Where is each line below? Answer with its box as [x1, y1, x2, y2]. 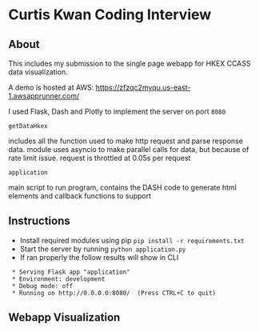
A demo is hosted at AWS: [8, 82, 94, 92]
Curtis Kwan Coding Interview [8, 6, 212, 24]
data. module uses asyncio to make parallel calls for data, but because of [8, 145, 249, 154]
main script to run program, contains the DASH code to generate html [8, 182, 237, 192]
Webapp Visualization [8, 310, 121, 325]
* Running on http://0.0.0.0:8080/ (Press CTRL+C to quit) [11, 289, 217, 297]
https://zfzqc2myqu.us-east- [95, 82, 191, 92]
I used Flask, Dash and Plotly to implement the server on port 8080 [8, 106, 226, 116]
